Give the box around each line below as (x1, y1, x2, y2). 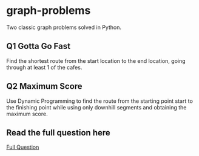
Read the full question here (6, 128, 110, 138)
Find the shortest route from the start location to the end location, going (6, 57, 186, 64)
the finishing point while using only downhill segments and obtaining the (6, 103, 187, 111)
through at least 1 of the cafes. (6, 63, 83, 71)
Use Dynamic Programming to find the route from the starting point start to (6, 97, 193, 105)
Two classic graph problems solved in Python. (6, 24, 121, 31)
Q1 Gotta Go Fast (6, 41, 71, 51)
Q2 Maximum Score (6, 81, 83, 91)
